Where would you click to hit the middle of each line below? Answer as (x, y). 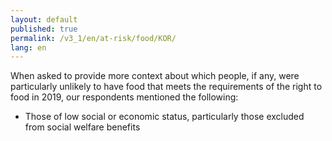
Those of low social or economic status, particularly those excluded (164, 117)
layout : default (44, 19)
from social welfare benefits (82, 127)
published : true (44, 29)
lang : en (28, 47)
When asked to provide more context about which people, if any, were (155, 76)
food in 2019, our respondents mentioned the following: (124, 97)
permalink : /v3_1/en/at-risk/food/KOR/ (93, 38)
